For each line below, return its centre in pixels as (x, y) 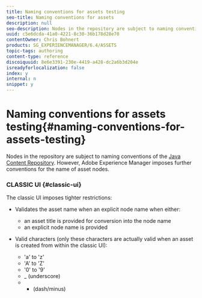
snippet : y (20, 85)
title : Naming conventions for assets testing (66, 12)
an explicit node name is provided (66, 227)
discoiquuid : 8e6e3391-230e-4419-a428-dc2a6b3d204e (72, 62)
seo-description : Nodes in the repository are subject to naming (90, 29)
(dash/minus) (49, 289)
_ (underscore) (42, 276)
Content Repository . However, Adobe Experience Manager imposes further (99, 162)
